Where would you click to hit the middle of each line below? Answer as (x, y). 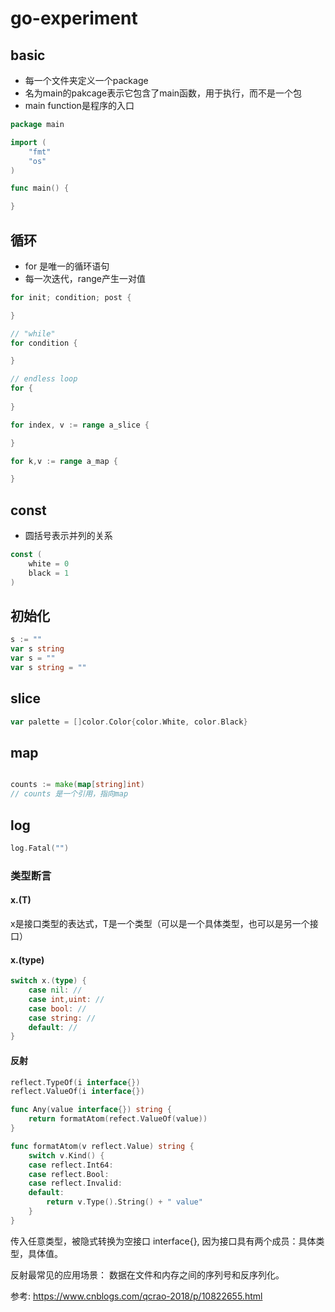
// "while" (33, 333)
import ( (28, 142)
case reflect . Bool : (69, 1174)
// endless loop (44, 379)
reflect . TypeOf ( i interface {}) (75, 1082)
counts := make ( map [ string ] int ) (77, 785)
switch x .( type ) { (48, 981)
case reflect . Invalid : (75, 1183)
